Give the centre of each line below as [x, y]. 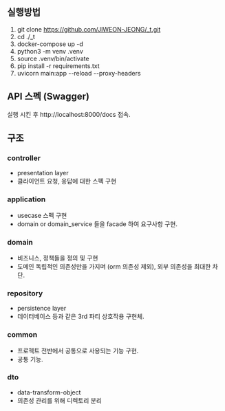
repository [25, 293]
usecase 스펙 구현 [42, 215]
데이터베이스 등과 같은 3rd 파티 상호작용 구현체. [81, 316]
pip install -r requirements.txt [58, 66]
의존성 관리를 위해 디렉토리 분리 [59, 400]
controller [24, 158]
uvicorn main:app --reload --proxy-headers [79, 73]
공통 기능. [30, 359]
